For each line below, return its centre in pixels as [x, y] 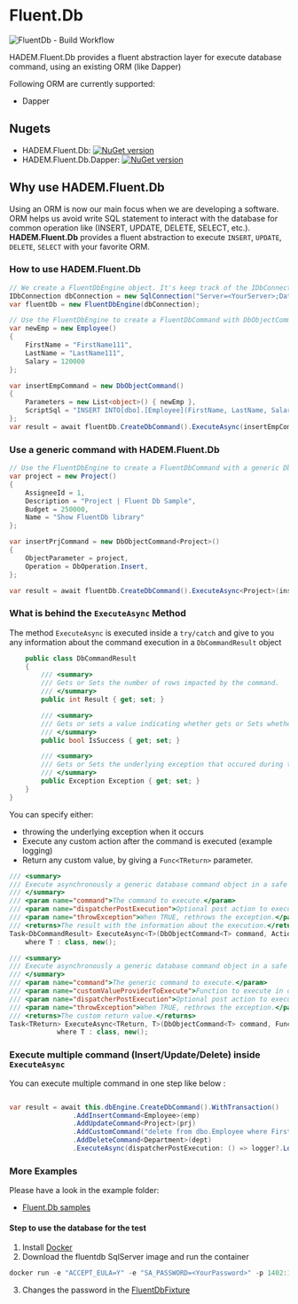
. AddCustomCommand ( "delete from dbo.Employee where [170, 1132]
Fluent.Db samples [56, 1207]
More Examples [43, 1171]
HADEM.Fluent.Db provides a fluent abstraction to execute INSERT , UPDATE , [145, 237]
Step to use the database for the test [78, 1228]
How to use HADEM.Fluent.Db [75, 269]
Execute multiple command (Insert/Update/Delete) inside [135, 1055]
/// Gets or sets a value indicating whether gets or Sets [153, 723]
